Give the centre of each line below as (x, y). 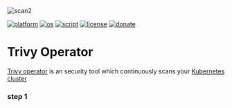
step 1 (17, 96)
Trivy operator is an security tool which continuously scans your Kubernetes (116, 71)
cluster (17, 78)
